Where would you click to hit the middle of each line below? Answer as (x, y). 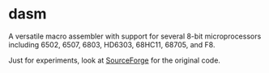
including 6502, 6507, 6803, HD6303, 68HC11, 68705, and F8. (112, 44)
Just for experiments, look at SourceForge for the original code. (115, 60)
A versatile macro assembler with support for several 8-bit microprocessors (135, 36)
